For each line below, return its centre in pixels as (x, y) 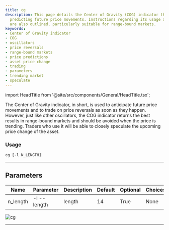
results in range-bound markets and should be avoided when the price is (80, 121)
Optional (130, 190)
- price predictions (27, 57)
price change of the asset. (32, 131)
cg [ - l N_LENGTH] (23, 155)
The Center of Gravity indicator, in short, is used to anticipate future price (81, 105)
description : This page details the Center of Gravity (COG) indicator (82, 15)
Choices (156, 190)
